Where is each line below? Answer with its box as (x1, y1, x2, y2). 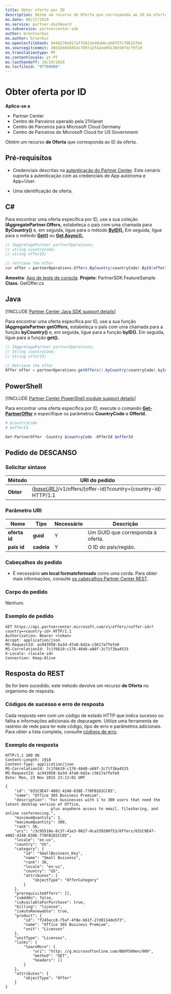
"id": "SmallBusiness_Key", (23, 850, 83, 856)
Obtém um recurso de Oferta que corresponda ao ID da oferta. (5, 139, 137, 145)
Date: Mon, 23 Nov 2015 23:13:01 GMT (5, 775, 85, 780)
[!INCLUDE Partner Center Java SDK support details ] (5, 308, 116, 315)
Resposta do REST (5, 669, 65, 677)
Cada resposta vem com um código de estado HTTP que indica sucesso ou (5, 712, 164, 718)
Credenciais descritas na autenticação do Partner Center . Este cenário (12, 167, 161, 173)
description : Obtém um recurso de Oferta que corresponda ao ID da (5, 12, 152, 17)
